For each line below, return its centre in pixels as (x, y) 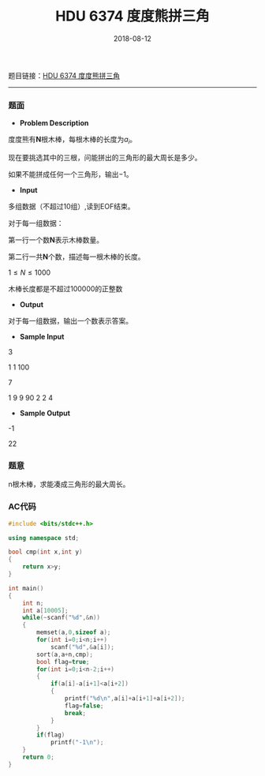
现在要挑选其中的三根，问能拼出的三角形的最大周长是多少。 (105, 158)
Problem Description (54, 123)
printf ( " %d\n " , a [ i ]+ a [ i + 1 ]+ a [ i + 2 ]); (125, 699)
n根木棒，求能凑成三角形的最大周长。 (69, 484)
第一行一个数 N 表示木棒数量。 (56, 240)
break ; (75, 713)
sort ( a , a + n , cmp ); (65, 654)
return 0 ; (39, 757)
